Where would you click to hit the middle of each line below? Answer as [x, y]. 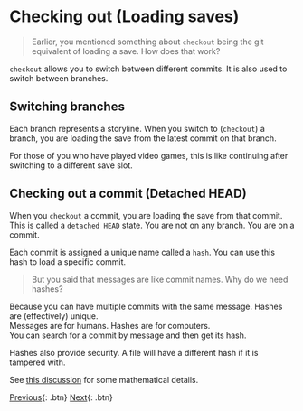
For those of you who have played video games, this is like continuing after [149, 155]
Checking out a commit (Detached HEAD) [128, 194]
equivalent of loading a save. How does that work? [126, 51]
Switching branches [67, 107]
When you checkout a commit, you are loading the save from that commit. [146, 215]
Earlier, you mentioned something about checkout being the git [147, 42]
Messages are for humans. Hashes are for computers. [110, 325]
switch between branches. [59, 78]
